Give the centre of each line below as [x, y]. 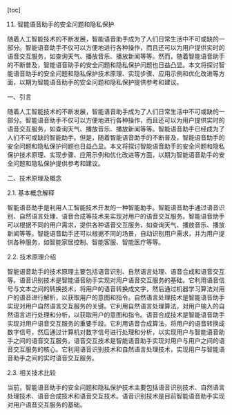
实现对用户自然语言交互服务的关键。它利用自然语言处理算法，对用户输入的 [113, 306]
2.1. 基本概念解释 [31, 193]
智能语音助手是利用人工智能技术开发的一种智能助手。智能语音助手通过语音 [113, 207]
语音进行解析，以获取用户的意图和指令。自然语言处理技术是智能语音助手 [122, 297]
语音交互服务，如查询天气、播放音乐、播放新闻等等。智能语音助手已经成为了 [116, 129]
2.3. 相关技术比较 [32, 372]
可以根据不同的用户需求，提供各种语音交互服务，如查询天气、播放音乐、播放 [116, 225]
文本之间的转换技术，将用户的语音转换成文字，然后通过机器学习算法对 [119, 289]
